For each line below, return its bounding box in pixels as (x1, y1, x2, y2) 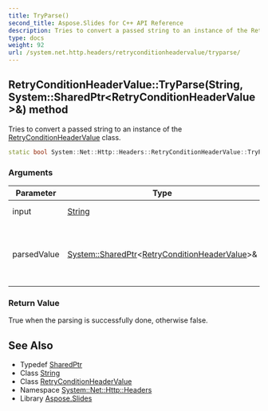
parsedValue (12, 249, 60, 260)
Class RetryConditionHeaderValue (19, 377, 132, 386)
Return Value (8, 297, 60, 308)
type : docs (8, 33, 45, 42)
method (29, 103, 69, 116)
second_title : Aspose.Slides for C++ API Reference (8, 19, 183, 27)
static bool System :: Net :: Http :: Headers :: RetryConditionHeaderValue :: (8, 148, 248, 156)
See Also (8, 339, 53, 352)
